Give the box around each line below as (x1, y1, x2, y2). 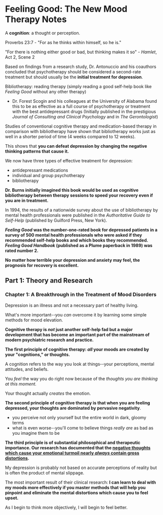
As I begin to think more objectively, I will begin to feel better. (5, 504, 128, 510)
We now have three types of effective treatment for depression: (5, 157, 133, 163)
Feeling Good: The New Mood (5, 3, 128, 15)
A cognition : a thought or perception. (5, 30, 81, 36)
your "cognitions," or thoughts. (5, 351, 70, 358)
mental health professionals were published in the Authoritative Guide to (5, 212, 150, 218)
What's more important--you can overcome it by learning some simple (5, 312, 147, 317)
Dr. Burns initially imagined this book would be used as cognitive (5, 187, 139, 193)
